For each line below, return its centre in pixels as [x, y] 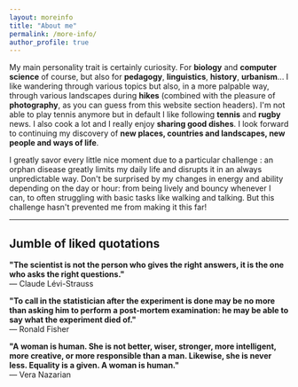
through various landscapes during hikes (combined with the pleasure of [142, 96]
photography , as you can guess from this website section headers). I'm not [147, 105]
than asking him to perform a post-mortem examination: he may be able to [149, 311]
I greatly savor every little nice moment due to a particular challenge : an [141, 160]
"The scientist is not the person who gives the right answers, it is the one [147, 265]
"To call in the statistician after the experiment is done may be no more [142, 301]
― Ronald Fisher [39, 329]
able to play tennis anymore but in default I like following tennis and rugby [145, 115]
